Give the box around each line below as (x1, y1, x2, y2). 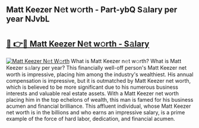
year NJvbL (6, 14, 50, 24)
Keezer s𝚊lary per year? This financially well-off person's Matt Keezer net (6, 64, 187, 71)
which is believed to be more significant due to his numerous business (6, 83, 178, 90)
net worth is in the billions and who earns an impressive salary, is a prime (6, 109, 185, 115)
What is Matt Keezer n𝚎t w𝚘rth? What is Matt (71, 58, 182, 64)
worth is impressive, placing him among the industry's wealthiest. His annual (6, 71, 194, 78)
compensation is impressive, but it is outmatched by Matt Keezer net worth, (6, 77, 191, 84)
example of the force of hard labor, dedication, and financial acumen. (6, 115, 175, 122)
